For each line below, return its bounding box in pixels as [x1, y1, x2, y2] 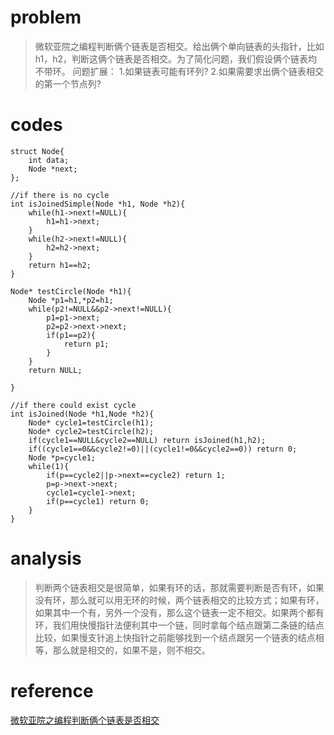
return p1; [63, 339, 110, 349]
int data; [28, 155, 70, 165]
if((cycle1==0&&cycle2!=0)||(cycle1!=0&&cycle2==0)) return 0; [28, 444, 298, 454]
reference [10, 680, 94, 702]
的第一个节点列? [34, 77, 102, 90]
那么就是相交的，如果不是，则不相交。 [52, 644, 211, 656]
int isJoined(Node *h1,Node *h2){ [10, 409, 155, 419]
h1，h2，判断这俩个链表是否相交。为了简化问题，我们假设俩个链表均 [34, 52, 318, 65]
